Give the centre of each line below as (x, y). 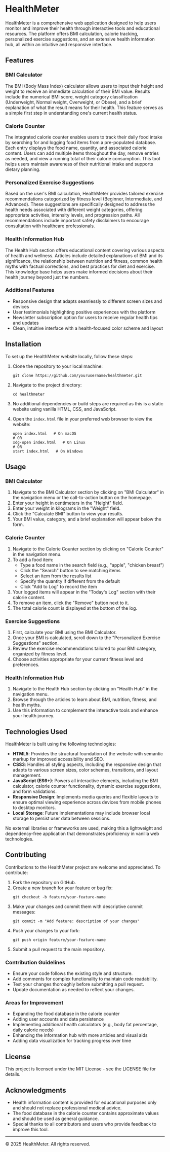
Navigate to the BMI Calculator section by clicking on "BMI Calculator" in (88, 492)
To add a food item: (33, 560)
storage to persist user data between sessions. (61, 818)
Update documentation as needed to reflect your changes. (74, 990)
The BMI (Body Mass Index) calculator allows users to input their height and (84, 86)
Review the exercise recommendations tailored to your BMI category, (84, 648)
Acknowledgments (36, 1090)
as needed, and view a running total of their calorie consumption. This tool (83, 158)
